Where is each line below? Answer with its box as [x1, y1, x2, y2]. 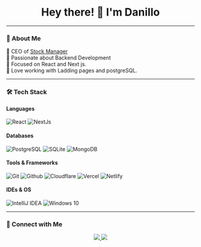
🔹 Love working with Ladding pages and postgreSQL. [6, 67, 138, 74]
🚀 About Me [6, 34, 41, 43]
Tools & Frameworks [6, 159, 58, 167]
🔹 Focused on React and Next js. [6, 61, 87, 68]
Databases [6, 132, 34, 139]
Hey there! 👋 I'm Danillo [41, 5, 160, 19]
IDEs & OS [6, 186, 32, 194]
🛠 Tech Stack [6, 88, 47, 97]
